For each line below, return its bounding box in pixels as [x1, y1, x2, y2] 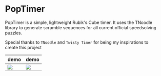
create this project [5, 44, 42, 50]
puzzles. [5, 30, 22, 36]
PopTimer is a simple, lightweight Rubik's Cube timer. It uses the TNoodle [5, 19, 153, 25]
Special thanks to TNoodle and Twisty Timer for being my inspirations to [5, 39, 149, 45]
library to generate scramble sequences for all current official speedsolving [5, 24, 157, 30]
